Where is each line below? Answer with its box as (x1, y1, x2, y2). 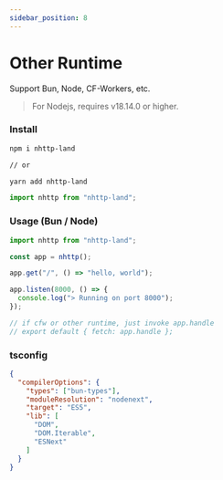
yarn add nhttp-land (9, 177, 89, 186)
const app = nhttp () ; (9, 252, 92, 261)
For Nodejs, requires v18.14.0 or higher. (31, 100, 179, 111)
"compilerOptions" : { (17, 378, 101, 387)
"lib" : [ (26, 412, 59, 421)
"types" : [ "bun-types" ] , (26, 386, 121, 395)
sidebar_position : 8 (9, 13, 89, 23)
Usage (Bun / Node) (9, 215, 99, 228)
